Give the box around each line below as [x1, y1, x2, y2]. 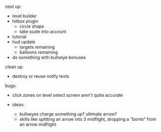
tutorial [12, 34, 27, 39]
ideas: [12, 102, 25, 107]
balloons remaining [19, 49, 58, 55]
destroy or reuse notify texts [12, 74, 69, 79]
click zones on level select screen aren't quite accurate [12, 92, 123, 98]
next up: [5, 4, 22, 9]
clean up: [5, 64, 24, 70]
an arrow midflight [19, 121, 57, 127]
